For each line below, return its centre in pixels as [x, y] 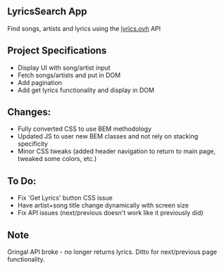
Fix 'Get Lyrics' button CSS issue [65, 198]
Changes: [29, 112]
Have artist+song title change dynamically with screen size [103, 205]
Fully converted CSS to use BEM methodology [85, 129]
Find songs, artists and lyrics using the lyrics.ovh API [84, 28]
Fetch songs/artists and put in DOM [69, 75]
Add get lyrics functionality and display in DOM [86, 90]
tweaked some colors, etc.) [57, 159]
